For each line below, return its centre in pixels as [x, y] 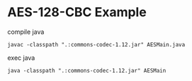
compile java [26, 32]
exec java [21, 58]
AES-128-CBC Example [77, 12]
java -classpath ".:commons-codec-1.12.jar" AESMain [87, 70]
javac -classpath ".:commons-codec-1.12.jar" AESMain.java [96, 44]
